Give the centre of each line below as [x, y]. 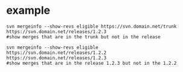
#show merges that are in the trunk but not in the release [84, 37]
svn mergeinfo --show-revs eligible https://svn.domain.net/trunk [91, 26]
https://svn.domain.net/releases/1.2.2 [56, 52]
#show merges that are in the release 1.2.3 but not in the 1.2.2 [91, 63]
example [28, 10]
